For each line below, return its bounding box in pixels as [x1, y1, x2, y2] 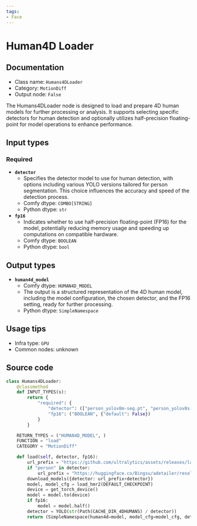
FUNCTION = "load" [16, 438, 62, 444]
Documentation [6, 63, 64, 73]
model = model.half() [37, 503, 91, 509]
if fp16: [27, 498, 49, 504]
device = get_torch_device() [27, 487, 98, 493]
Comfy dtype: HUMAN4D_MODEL [23, 282, 93, 289]
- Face [6, 14, 22, 20]
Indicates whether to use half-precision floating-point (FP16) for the [23, 218, 186, 226]
